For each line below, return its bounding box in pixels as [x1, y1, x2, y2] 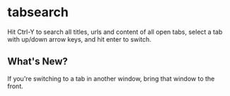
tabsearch [7, 4, 69, 20]
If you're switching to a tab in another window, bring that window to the [7, 74, 215, 83]
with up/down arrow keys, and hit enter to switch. [7, 35, 152, 43]
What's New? [7, 56, 69, 68]
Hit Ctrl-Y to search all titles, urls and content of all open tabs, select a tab [7, 28, 223, 36]
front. [7, 82, 23, 90]
